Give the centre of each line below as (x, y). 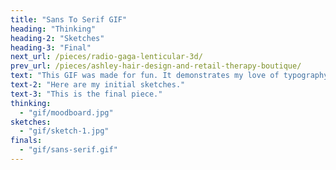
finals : (26, 141)
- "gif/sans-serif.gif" (68, 150)
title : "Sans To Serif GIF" (69, 19)
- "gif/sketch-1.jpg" (64, 131)
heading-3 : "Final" (51, 47)
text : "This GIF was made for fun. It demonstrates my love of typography (169, 76)
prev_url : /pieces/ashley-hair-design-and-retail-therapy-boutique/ (156, 66)
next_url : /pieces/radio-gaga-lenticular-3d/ (106, 57)
